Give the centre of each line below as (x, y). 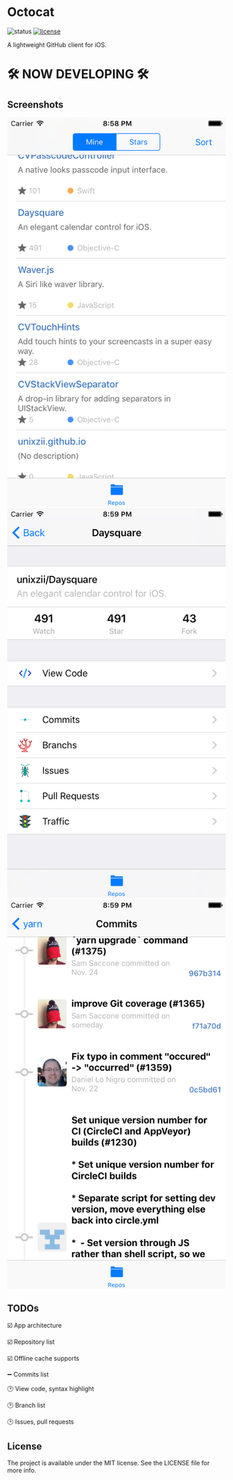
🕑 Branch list (26, 1405)
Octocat (31, 12)
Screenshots (35, 105)
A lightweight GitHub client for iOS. (57, 44)
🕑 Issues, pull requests (41, 1422)
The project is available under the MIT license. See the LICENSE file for (109, 1463)
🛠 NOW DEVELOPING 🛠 (78, 74)
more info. (22, 1470)
